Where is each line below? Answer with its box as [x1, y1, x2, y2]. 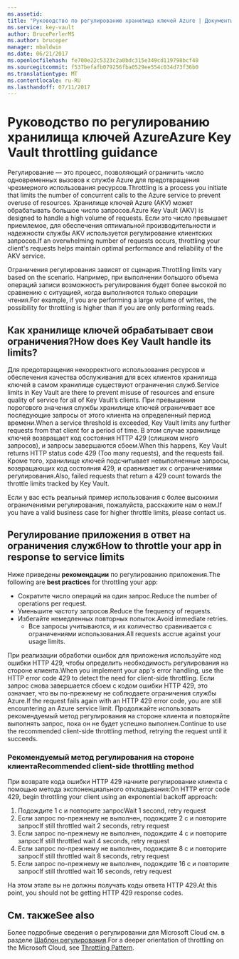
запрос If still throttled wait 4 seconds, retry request [17, 837, 169, 845]
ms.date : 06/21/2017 [7, 51, 69, 58]
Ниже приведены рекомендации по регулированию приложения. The [7, 570, 221, 578]
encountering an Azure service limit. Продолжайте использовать [7, 704, 201, 713]
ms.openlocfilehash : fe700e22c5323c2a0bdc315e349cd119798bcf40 [7, 57, 199, 64]
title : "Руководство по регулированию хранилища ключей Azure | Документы [7, 17, 234, 24]
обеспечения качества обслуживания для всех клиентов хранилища [7, 373, 217, 381]
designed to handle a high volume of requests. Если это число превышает [7, 214, 228, 222]
